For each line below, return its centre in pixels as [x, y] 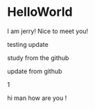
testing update [28, 44]
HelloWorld [40, 12]
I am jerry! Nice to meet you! [48, 31]
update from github [35, 71]
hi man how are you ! [37, 98]
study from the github [38, 58]
